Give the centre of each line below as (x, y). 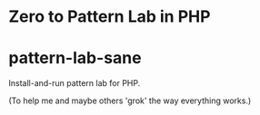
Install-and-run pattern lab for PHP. (75, 83)
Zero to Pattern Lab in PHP (110, 17)
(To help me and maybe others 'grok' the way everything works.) (130, 101)
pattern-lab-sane (75, 58)
